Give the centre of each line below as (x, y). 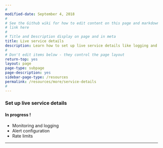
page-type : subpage (25, 68)
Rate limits (22, 136)
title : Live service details (34, 41)
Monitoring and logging (35, 125)
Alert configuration (31, 131)
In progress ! (18, 115)
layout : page (18, 64)
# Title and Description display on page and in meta (61, 37)
